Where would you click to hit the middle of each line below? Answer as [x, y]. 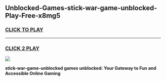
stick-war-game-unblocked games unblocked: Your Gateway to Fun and [81, 68]
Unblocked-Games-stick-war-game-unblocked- [81, 8]
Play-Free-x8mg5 [33, 16]
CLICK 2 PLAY [22, 48]
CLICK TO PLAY [24, 30]
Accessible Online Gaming [33, 73]
